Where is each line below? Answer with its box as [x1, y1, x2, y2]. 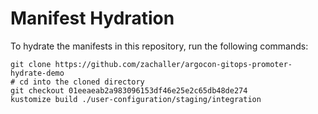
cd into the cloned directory [19, 77, 145, 87]
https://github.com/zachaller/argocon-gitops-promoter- [54, 59, 293, 69]
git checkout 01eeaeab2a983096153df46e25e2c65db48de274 [10, 85, 248, 96]
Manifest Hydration [10, 7, 175, 30]
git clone [10, 59, 52, 69]
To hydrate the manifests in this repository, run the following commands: [10, 40, 309, 52]
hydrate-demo [10, 68, 65, 78]
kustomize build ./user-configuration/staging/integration [10, 94, 262, 104]
